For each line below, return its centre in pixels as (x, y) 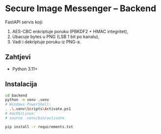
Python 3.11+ (25, 69)
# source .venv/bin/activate (35, 118)
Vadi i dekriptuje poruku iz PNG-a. (46, 41)
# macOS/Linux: (21, 114)
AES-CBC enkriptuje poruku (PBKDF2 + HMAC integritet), (70, 31)
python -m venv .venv (27, 100)
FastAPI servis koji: (24, 22)
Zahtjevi (18, 57)
